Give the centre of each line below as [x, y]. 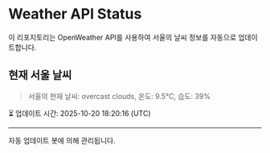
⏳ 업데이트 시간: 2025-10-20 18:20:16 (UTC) [80, 113]
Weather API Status [75, 14]
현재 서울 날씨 [40, 75]
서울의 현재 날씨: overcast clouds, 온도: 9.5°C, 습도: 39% [119, 96]
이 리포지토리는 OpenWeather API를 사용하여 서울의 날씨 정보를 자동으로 [123, 37]
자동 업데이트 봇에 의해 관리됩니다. [62, 140]
